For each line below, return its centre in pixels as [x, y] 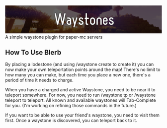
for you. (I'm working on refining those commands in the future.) [71, 106]
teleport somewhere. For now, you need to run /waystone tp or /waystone [81, 95]
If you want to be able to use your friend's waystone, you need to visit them [83, 115]
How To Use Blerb [33, 52]
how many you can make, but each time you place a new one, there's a [78, 75]
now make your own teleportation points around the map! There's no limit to [83, 69]
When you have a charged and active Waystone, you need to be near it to [80, 90]
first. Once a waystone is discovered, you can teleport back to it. [71, 121]
